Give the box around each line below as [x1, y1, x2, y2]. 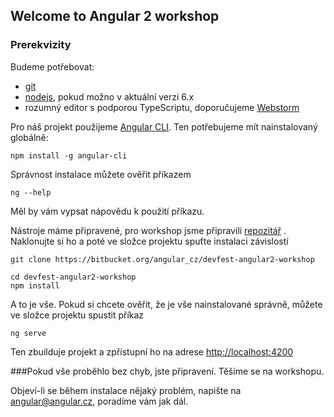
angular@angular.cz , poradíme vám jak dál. [10, 395, 189, 407]
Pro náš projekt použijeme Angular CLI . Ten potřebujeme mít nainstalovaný [10, 120, 318, 133]
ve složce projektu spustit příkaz [10, 309, 145, 321]
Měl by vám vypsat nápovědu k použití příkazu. [10, 205, 205, 217]
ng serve [10, 328, 47, 338]
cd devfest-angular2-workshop [10, 272, 137, 282]
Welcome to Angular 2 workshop [10, 8, 220, 25]
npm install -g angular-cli [10, 150, 128, 161]
